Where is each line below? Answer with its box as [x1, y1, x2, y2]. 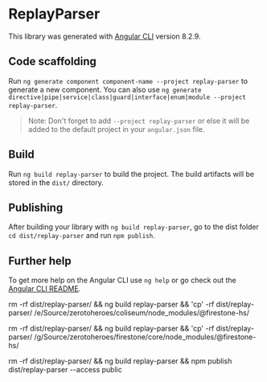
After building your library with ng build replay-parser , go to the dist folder [8, 222, 260, 232]
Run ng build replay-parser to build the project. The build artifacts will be [8, 169, 255, 179]
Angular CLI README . [8, 284, 81, 294]
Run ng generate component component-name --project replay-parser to [8, 76, 248, 85]
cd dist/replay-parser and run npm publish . [8, 231, 155, 240]
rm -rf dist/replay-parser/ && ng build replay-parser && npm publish [8, 356, 232, 366]
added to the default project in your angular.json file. [27, 124, 205, 133]
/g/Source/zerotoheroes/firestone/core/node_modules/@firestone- [34, 332, 257, 342]
